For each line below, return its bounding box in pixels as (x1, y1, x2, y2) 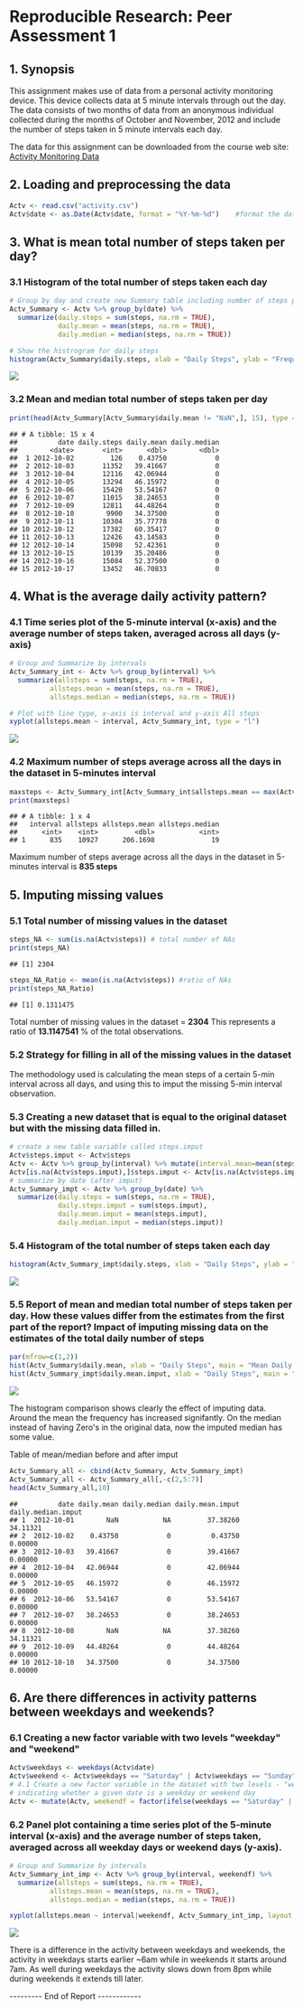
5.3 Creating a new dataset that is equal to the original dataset (9, 1110, 287, 1122)
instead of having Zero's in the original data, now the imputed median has (9, 1422, 282, 1433)
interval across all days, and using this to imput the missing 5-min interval (9, 1078, 282, 1089)
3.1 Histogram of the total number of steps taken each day (9, 276, 268, 288)
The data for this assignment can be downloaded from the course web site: (9, 142, 289, 152)
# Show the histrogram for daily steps (9, 346, 160, 355)
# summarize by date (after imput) (9, 1176, 143, 1185)
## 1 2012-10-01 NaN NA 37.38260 (9, 1516, 241, 1525)
